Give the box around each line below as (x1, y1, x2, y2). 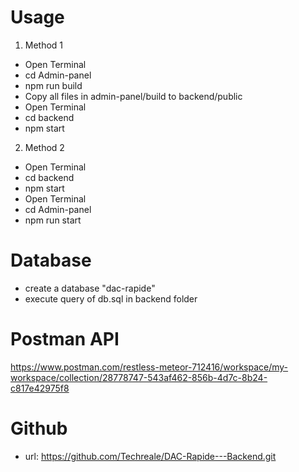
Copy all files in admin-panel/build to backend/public (24, 90, 243, 102)
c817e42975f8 (10, 382, 70, 394)
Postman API (10, 328, 120, 351)
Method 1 (24, 39, 64, 51)
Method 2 (24, 141, 65, 153)
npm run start (24, 214, 82, 226)
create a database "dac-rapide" (24, 282, 156, 294)
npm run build (24, 79, 83, 91)
